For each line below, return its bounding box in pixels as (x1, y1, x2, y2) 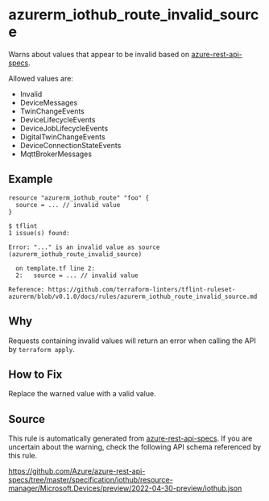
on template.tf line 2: (15, 264, 95, 272)
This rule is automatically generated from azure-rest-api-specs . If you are (8, 433, 253, 444)
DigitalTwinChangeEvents (19, 131, 106, 142)
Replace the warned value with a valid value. (8, 389, 156, 399)
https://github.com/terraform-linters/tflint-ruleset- (48, 285, 236, 293)
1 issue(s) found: (8, 229, 70, 237)
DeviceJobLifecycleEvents (19, 123, 109, 133)
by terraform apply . (8, 344, 75, 354)
